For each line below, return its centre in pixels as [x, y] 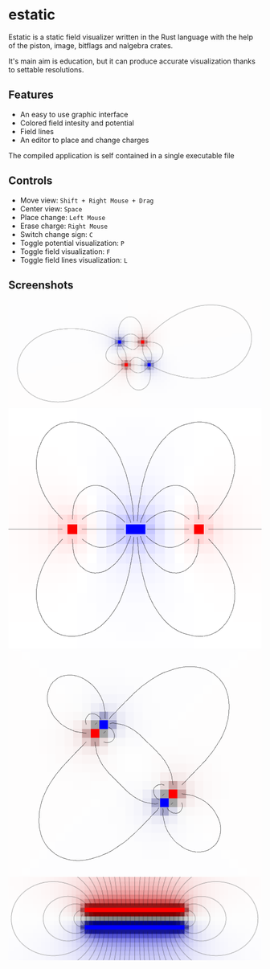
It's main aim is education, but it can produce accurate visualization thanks [132, 61]
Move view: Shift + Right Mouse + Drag [87, 200]
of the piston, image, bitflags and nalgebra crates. [91, 45]
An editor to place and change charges [84, 140]
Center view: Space [51, 209]
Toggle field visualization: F [65, 251]
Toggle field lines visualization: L [74, 260]
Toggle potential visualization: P [72, 243]
